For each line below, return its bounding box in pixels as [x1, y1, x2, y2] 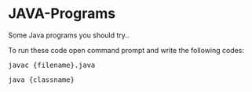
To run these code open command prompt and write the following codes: [8, 45, 245, 55]
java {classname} [8, 75, 75, 84]
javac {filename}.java [8, 60, 96, 69]
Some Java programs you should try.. [8, 30, 130, 40]
